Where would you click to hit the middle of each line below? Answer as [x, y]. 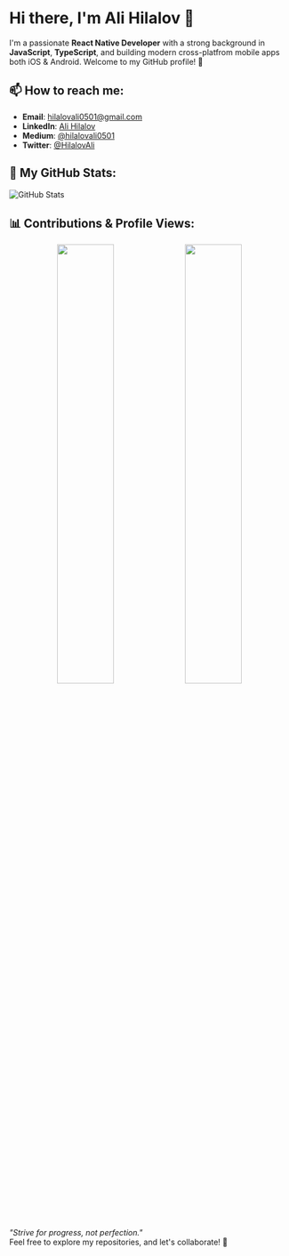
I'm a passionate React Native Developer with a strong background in [137, 43]
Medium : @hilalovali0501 [68, 135]
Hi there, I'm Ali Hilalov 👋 [102, 18]
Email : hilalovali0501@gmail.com [82, 117]
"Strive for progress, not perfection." [76, 1233]
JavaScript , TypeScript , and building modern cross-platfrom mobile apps [144, 52]
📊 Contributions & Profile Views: [102, 223]
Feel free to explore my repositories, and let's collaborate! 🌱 [119, 1242]
